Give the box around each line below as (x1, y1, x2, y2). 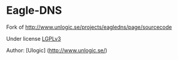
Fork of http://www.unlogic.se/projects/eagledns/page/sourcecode (6, 23, 172, 31)
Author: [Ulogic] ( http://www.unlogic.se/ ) (6, 46, 108, 54)
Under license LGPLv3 (6, 35, 61, 42)
